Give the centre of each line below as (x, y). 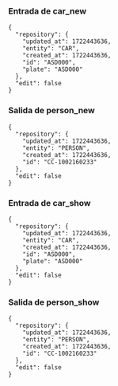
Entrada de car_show (49, 203)
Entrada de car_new (48, 11)
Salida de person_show (54, 302)
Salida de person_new (51, 111)
